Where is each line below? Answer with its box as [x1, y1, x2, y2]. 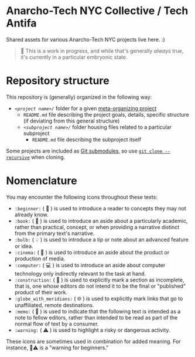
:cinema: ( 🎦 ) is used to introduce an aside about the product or [14, 249, 170, 256]
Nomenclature [6, 174, 77, 188]
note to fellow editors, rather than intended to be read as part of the [14, 314, 178, 321]
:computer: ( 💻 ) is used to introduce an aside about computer [14, 261, 166, 268]
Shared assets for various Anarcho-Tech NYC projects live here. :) [6, 36, 165, 43]
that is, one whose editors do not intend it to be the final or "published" [14, 283, 186, 290]
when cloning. [31, 154, 66, 161]
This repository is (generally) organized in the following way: [6, 93, 152, 100]
